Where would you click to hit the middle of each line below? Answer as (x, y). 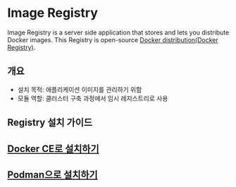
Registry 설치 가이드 (50, 123)
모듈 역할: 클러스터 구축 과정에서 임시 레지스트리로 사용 (93, 98)
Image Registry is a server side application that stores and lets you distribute (118, 32)
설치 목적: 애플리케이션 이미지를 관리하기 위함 (80, 89)
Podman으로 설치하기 (52, 175)
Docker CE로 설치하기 (54, 149)
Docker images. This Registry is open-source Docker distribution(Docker (113, 39)
